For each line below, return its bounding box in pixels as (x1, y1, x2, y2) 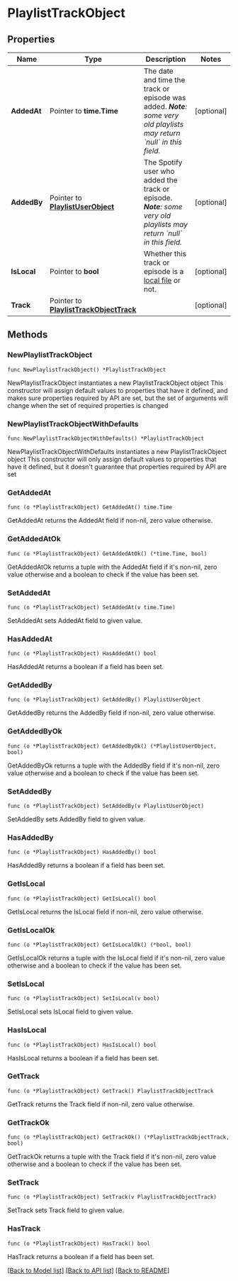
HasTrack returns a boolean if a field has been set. (7, 1252, 154, 1260)
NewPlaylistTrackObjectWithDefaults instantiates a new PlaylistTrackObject (7, 447, 227, 455)
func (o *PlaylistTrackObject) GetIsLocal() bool (7, 895, 157, 902)
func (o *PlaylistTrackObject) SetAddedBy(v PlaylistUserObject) (7, 803, 204, 810)
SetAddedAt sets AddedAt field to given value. (7, 616, 143, 625)
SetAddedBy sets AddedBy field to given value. (7, 815, 145, 823)
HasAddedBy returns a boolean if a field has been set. (7, 861, 165, 870)
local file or (143, 275, 181, 285)
